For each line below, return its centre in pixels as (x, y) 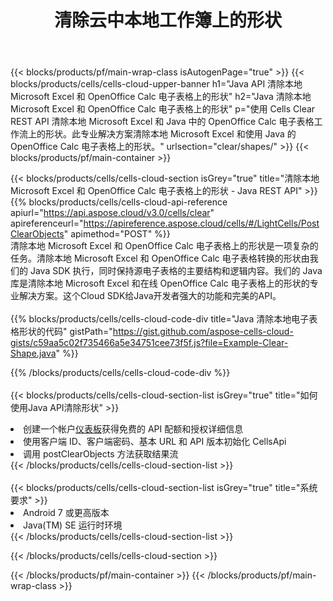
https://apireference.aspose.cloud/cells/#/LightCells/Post (201, 223)
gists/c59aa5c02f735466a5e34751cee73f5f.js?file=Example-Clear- (149, 343)
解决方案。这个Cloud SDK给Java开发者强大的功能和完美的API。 (150, 296)
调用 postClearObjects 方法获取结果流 (101, 454)
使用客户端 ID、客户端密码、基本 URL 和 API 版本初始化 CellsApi (155, 442)
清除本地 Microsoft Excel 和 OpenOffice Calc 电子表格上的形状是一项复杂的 (164, 246)
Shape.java (33, 353)
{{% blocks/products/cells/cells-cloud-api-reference (119, 202)
